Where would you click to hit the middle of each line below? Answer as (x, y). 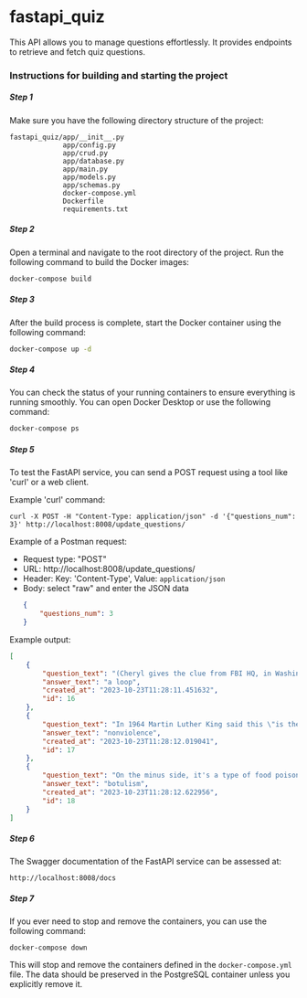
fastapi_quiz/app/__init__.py (67, 137)
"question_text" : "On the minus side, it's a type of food (157, 775)
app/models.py (90, 177)
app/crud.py (85, 153)
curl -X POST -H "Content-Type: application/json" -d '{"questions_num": (153, 517)
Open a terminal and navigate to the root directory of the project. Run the (147, 252)
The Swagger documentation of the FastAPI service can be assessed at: (145, 862)
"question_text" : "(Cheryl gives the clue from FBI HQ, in (157, 674)
